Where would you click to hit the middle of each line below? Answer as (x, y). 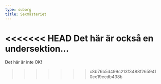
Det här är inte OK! (24, 62)
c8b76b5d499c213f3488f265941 (123, 72)
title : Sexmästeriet (26, 14)
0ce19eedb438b (106, 77)
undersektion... (37, 49)
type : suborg (18, 10)
